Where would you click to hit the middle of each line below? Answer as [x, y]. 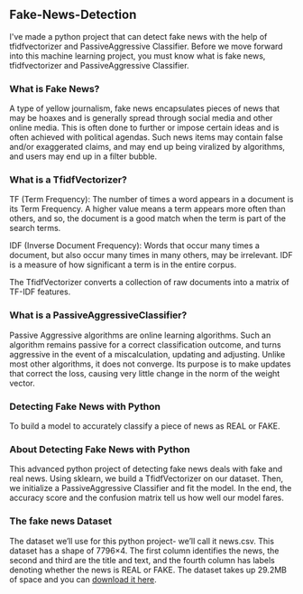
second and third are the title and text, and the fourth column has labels [142, 560]
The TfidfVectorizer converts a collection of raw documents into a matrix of [150, 283]
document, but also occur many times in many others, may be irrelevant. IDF [151, 255]
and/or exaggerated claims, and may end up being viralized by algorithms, [147, 147]
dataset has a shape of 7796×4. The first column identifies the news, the [144, 551]
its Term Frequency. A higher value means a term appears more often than [147, 209]
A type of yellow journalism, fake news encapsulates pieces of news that [145, 108]
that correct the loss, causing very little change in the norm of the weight [145, 373]
